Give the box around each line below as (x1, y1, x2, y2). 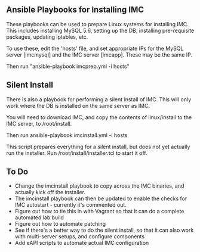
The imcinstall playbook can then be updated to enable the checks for (14, 195, 187, 202)
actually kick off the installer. (14, 189, 85, 196)
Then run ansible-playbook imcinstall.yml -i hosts (6, 131, 128, 139)
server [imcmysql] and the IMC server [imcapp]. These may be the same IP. (6, 51, 193, 58)
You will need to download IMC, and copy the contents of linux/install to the (6, 113, 192, 121)
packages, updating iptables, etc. (6, 33, 88, 41)
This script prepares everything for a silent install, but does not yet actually (6, 143, 190, 150)
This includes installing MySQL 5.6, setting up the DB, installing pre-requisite (6, 27, 195, 34)
